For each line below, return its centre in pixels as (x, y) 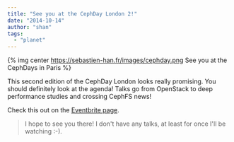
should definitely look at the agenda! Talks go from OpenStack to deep (110, 89)
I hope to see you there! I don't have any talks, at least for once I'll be (125, 124)
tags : (15, 34)
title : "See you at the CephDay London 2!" (72, 14)
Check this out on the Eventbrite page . (63, 110)
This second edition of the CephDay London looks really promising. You (112, 81)
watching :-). (43, 131)
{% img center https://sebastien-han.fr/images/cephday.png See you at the (117, 60)
